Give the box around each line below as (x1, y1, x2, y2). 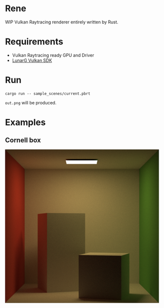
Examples (5, 117, 46, 128)
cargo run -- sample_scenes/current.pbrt (5, 91, 91, 96)
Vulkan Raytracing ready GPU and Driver (12, 52, 94, 58)
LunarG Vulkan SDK (12, 57, 52, 63)
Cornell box (5, 136, 41, 144)
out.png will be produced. (5, 99, 57, 105)
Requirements (5, 36, 63, 47)
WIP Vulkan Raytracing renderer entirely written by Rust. (5, 19, 119, 25)
